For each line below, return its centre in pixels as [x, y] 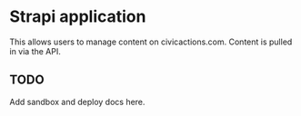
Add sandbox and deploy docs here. [77, 101]
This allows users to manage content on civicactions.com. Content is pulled [151, 42]
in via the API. [35, 51]
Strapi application [78, 17]
